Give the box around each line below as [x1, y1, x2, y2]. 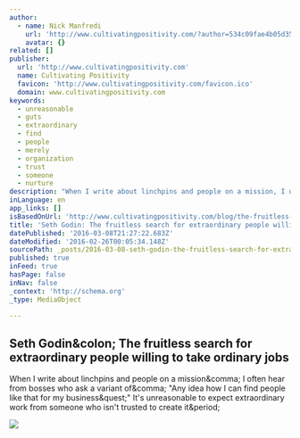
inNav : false [9, 278, 58, 287]
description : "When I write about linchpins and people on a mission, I [9, 187, 286, 196]
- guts [17, 112, 42, 121]
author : [9, 12, 38, 22]
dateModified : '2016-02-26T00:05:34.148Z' [9, 237, 170, 246]
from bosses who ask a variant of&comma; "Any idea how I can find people [9, 383, 286, 393]
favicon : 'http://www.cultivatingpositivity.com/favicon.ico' [17, 79, 254, 88]
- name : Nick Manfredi [17, 21, 102, 30]
